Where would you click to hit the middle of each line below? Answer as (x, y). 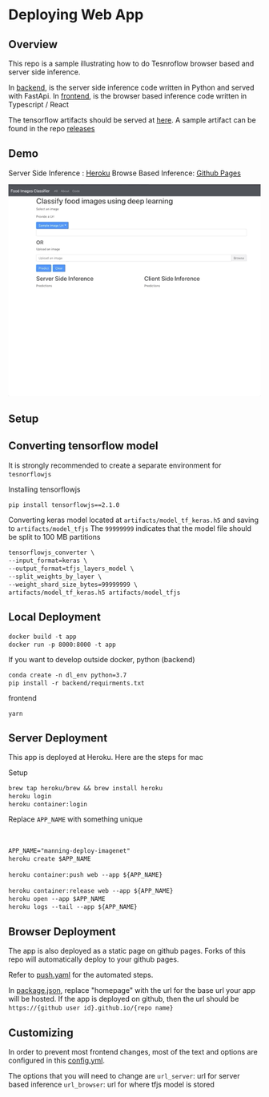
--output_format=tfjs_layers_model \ (71, 569)
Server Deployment (58, 738)
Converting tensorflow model (83, 446)
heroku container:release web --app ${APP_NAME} (91, 891)
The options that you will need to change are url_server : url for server (124, 1075)
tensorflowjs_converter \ (51, 553)
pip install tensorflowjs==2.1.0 (64, 505)
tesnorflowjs (30, 474)
